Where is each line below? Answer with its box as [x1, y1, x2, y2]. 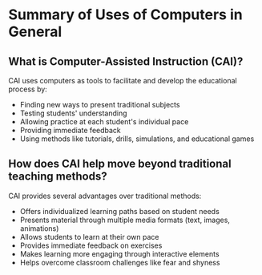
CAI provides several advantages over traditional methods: [8, 191, 202, 200]
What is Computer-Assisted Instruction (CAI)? [8, 55, 244, 68]
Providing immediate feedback [19, 126, 122, 135]
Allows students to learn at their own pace [19, 232, 159, 241]
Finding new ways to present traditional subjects [19, 100, 180, 109]
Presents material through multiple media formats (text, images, [19, 215, 231, 224]
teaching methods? [8, 170, 107, 184]
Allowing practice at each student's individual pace [19, 117, 189, 126]
